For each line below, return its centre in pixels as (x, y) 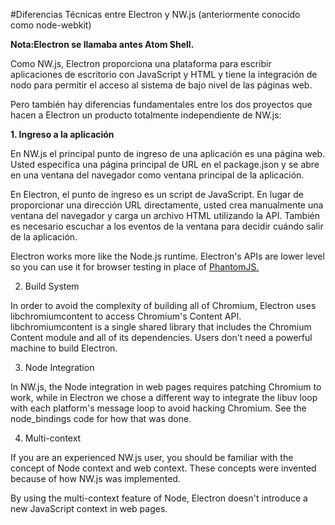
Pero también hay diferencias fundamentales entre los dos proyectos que (161, 104)
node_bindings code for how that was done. (101, 418)
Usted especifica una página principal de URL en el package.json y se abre (165, 164)
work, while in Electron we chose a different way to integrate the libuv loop (164, 397)
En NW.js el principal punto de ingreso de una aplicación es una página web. (168, 153)
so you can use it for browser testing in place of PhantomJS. (135, 267)
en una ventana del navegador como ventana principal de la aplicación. (157, 175)
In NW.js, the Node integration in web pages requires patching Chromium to (166, 387)
